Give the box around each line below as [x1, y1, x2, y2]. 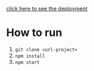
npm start [14, 59, 40, 65]
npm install [14, 53, 45, 59]
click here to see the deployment [6, 5, 88, 12]
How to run [6, 26, 63, 39]
